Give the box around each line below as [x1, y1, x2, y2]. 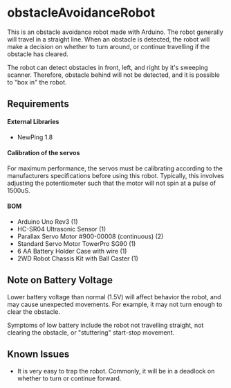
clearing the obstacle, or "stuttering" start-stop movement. [7, 328, 175, 337]
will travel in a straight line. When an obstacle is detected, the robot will [7, 35, 210, 43]
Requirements [7, 98, 69, 110]
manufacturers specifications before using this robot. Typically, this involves [7, 171, 225, 179]
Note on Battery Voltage [7, 274, 113, 286]
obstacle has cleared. [7, 50, 69, 58]
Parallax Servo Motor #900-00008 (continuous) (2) [17, 232, 164, 240]
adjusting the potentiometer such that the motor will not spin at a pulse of [7, 179, 216, 187]
